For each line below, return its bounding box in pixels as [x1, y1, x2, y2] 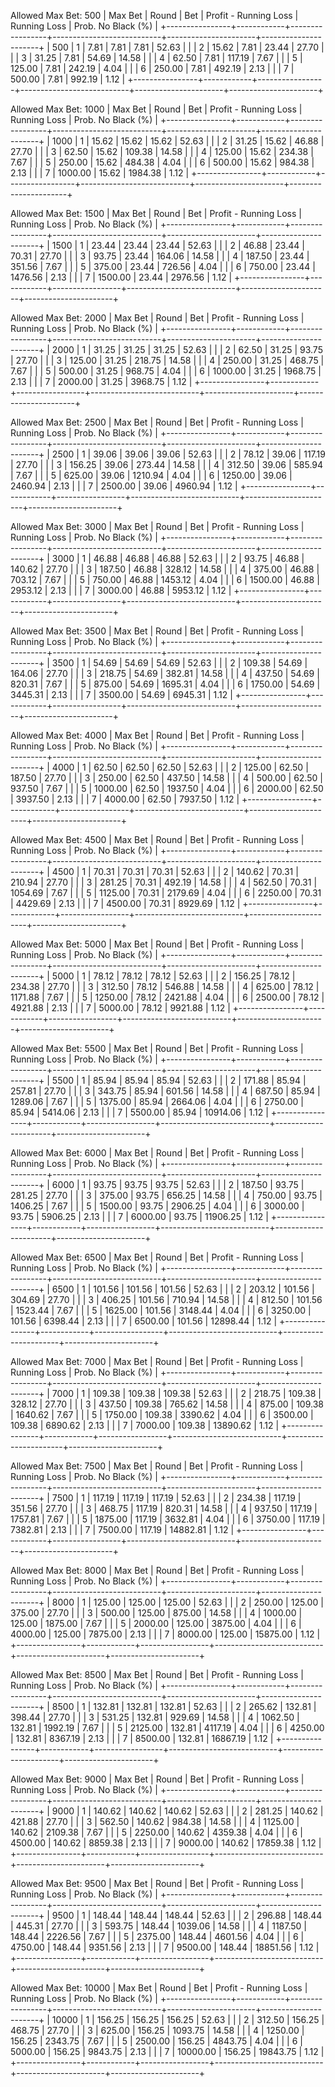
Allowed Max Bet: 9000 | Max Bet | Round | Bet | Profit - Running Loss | [10, 1773, 305, 1785]
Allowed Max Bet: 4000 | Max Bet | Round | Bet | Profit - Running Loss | [10, 730, 305, 741]
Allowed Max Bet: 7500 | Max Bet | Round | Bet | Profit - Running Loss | [10, 1460, 304, 1472]
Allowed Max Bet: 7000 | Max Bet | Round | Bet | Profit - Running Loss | [10, 1356, 304, 1367]
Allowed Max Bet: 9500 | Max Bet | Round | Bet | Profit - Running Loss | [10, 1878, 304, 1889]
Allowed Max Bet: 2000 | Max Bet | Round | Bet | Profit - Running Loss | [10, 312, 305, 324]
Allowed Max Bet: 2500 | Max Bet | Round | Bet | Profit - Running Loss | [10, 416, 304, 428]
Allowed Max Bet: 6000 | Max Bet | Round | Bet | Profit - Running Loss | [10, 1147, 305, 1159]
